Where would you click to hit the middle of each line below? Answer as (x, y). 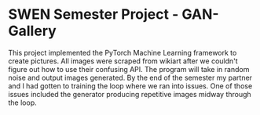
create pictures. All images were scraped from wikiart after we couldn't (123, 61)
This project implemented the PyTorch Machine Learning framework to (123, 52)
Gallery (32, 31)
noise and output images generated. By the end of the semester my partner (130, 77)
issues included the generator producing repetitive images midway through (130, 94)
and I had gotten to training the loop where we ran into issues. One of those (130, 86)
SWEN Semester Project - (93, 14)
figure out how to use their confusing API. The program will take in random (129, 69)
